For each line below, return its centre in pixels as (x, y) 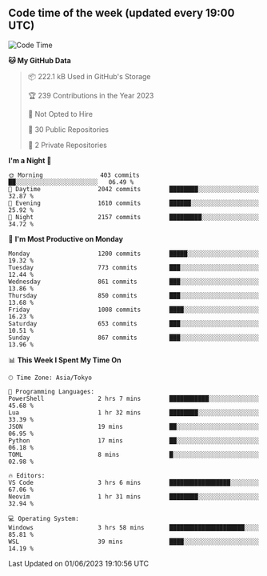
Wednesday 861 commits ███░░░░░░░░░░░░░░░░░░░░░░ (134, 282)
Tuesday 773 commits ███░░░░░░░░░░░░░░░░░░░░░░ (134, 267)
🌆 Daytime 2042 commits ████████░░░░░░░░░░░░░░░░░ (134, 189)
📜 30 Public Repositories (68, 129)
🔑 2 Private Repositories (68, 145)
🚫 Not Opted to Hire (60, 114)
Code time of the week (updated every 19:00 (122, 13)
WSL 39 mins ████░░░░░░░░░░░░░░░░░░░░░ (134, 542)
